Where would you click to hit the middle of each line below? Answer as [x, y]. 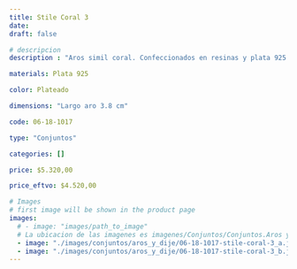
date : [19, 26]
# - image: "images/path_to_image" [83, 227]
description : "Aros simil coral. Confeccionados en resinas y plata [140, 58]
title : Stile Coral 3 [49, 17]
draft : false [33, 34]
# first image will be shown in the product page [103, 210]
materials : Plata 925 [49, 74]
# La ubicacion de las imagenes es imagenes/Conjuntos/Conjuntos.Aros [150, 234]
